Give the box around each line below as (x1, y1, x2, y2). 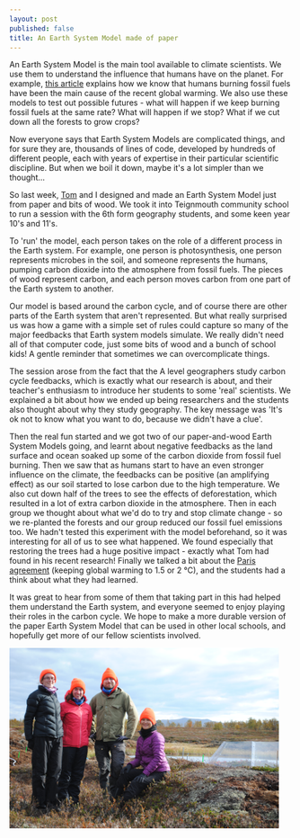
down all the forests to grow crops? (9, 117, 140, 128)
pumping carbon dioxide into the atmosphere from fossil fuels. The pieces (9, 264, 284, 275)
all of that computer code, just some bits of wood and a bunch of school (9, 339, 277, 350)
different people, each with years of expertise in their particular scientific (9, 153, 279, 164)
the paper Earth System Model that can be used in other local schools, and (9, 620, 286, 631)
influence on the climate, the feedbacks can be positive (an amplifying (9, 469, 269, 480)
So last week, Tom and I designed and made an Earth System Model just (9, 190, 277, 201)
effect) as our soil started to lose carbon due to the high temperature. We (9, 479, 280, 490)
